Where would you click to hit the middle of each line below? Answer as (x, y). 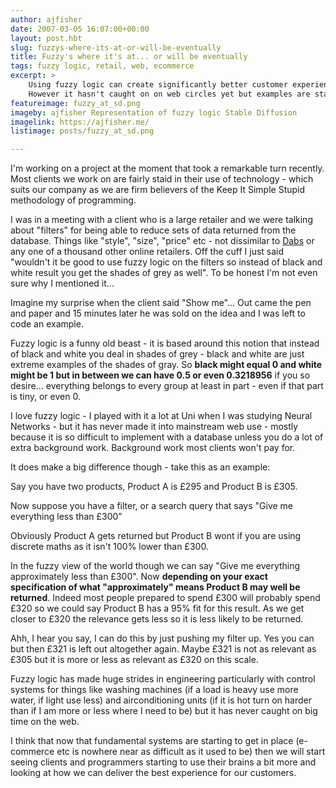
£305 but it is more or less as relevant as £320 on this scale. (134, 660)
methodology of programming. (73, 200)
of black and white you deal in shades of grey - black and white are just (157, 354)
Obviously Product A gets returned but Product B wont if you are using (156, 536)
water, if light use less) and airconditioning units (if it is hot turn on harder (161, 700)
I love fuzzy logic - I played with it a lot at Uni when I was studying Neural (161, 416)
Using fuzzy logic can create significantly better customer (158, 85)
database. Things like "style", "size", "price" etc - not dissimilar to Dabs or (162, 241)
